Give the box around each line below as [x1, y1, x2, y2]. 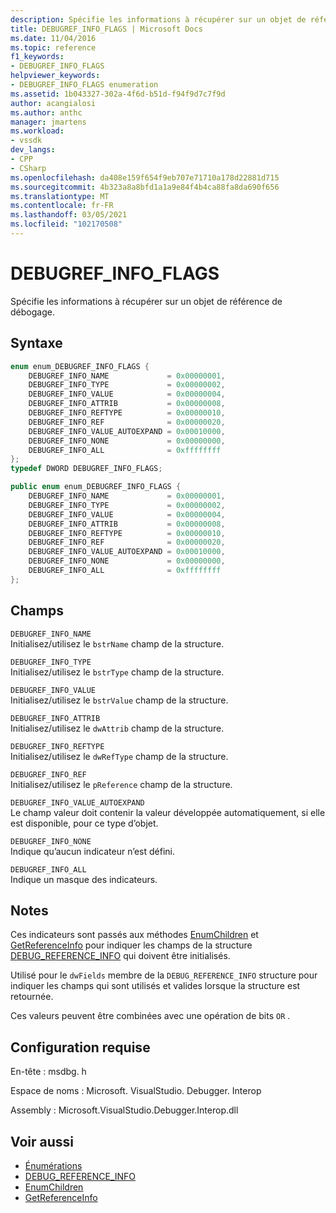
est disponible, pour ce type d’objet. [10, 817, 159, 829]
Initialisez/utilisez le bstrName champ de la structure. [10, 637, 225, 650]
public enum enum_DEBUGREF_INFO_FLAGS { [10, 482, 182, 492]
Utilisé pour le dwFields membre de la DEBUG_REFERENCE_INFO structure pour [10, 969, 318, 981]
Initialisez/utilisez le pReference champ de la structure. [10, 778, 233, 790]
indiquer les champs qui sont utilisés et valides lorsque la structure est [10, 980, 301, 992]
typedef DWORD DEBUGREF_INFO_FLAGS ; [10, 464, 163, 474]
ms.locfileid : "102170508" [10, 219, 123, 230]
